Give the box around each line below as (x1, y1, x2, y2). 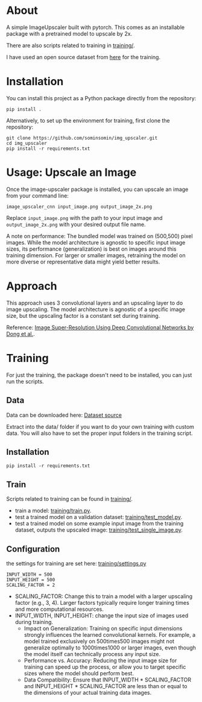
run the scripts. (6, 378, 44, 385)
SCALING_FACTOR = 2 (6, 582, 55, 588)
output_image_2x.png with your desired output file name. (6, 221, 146, 228)
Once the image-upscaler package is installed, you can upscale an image (6, 185, 189, 193)
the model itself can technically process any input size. (24, 650, 161, 657)
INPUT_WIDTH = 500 (6, 572, 52, 578)
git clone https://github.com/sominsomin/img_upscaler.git (6, 135, 158, 141)
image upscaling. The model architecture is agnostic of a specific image (6, 306, 186, 313)
